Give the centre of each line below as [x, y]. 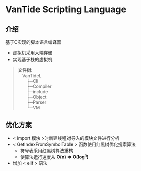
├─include [37, 92]
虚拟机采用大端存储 [32, 53]
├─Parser [37, 102]
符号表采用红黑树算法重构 [47, 150]
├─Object [37, 97]
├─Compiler [39, 86]
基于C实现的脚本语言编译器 [33, 42]
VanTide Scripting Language [66, 9]
